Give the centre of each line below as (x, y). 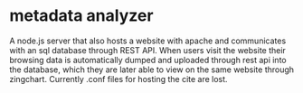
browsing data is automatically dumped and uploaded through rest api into (148, 60)
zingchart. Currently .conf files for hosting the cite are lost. (118, 79)
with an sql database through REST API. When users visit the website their (148, 50)
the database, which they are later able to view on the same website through (152, 70)
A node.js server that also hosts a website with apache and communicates (148, 41)
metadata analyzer (81, 16)
